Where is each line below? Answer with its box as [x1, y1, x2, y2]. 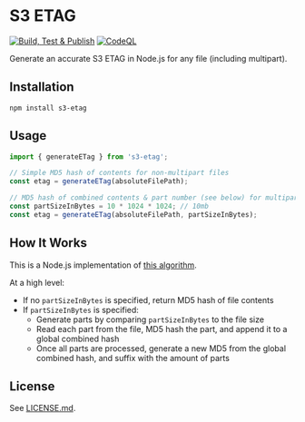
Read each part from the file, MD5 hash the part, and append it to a [35, 323, 288, 334]
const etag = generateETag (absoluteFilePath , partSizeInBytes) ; [9, 210, 258, 219]
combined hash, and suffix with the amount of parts [35, 352, 230, 363]
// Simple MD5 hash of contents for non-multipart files [9, 169, 230, 178]
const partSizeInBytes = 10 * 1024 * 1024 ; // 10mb [9, 201, 209, 211]
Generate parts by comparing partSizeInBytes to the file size [35, 314, 265, 325]
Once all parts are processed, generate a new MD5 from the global [35, 342, 287, 354]
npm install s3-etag [9, 103, 88, 113]
